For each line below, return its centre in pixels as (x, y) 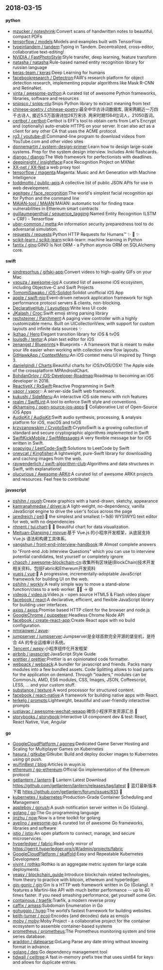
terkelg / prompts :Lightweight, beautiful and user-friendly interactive (81, 700)
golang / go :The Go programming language (56, 813)
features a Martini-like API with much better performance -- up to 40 (81, 890)
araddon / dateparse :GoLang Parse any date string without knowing (80, 942)
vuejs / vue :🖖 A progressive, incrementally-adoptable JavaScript (77, 574)
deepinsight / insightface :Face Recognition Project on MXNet (73, 162)
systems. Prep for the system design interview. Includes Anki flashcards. (85, 151)
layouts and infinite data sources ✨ (47, 328)
